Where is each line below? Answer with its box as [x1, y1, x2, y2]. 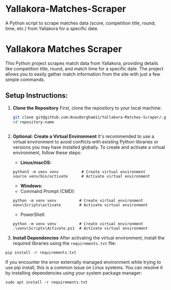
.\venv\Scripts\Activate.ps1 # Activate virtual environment [12, 226, 148, 231]
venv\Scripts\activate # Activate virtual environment [12, 203, 148, 208]
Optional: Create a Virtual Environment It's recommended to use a [12, 133, 155, 139]
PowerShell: [20, 211, 46, 217]
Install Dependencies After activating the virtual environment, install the [12, 235, 165, 241]
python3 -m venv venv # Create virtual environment [12, 170, 146, 175]
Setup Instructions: [5, 91, 68, 100]
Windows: [20, 183, 43, 189]
